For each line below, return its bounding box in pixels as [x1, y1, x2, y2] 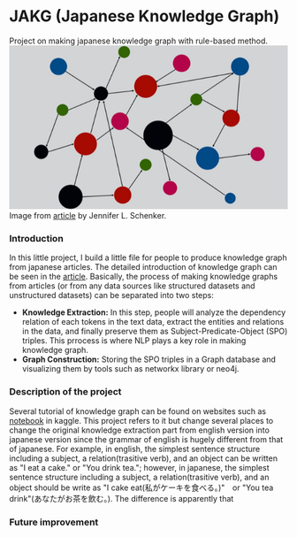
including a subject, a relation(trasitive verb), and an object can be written [9, 453, 278, 464]
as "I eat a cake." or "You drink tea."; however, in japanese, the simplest [9, 462, 270, 472]
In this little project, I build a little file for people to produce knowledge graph [9, 252, 287, 263]
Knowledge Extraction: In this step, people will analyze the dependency [21, 307, 286, 318]
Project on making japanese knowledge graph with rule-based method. [9, 35, 268, 46]
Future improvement [9, 516, 99, 528]
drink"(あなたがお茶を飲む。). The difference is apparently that [9, 493, 234, 503]
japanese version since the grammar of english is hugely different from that [9, 433, 284, 444]
